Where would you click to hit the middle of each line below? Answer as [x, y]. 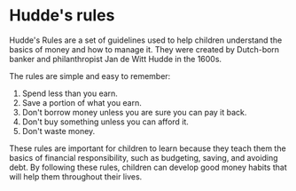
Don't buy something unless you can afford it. [105, 122]
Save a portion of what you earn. [82, 102]
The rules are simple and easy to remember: [90, 76]
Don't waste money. [58, 131]
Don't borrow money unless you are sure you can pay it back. [134, 112]
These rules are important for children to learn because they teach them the [148, 148]
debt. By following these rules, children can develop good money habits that [148, 167]
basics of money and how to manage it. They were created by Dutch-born [144, 49]
